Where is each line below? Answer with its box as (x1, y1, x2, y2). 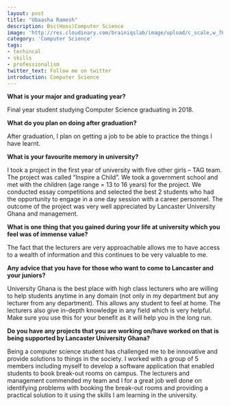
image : (7, 29, 26, 36)
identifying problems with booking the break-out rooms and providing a (7, 384, 209, 392)
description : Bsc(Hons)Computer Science (7, 23, 125, 29)
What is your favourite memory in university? (7, 153, 139, 161)
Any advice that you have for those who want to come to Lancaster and (7, 264, 214, 272)
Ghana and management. (7, 210, 79, 218)
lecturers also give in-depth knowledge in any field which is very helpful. (7, 306, 212, 315)
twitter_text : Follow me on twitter (7, 67, 112, 74)
